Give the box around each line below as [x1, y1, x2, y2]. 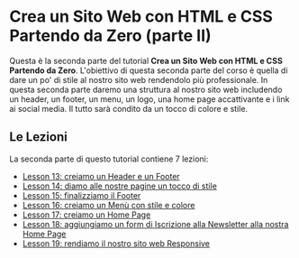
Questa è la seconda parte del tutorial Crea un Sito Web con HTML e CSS [9, 55, 284, 66]
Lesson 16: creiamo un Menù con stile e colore [22, 199, 195, 210]
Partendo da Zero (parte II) [9, 25, 212, 46]
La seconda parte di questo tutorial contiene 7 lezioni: [9, 153, 209, 164]
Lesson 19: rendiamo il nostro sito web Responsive [22, 237, 210, 249]
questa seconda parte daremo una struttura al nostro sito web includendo [9, 84, 283, 95]
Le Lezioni [9, 129, 68, 145]
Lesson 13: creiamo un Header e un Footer [22, 170, 180, 181]
